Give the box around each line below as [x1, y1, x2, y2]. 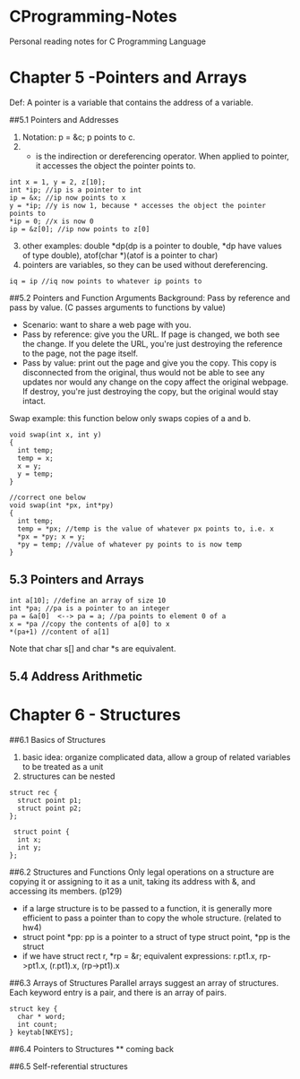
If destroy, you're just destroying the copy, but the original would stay [21, 385, 279, 396]
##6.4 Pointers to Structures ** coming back [9, 1044, 175, 1055]
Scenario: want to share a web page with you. [21, 319, 192, 330]
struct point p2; [17, 804, 82, 813]
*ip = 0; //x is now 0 [9, 217, 94, 226]
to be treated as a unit [21, 762, 104, 773]
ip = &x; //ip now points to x [9, 193, 126, 203]
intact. [21, 395, 47, 406]
